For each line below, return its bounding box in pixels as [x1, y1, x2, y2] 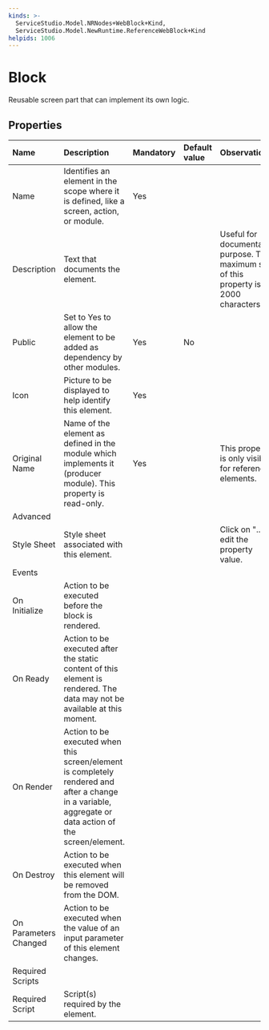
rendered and [63, 776, 114, 787]
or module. [63, 215, 104, 227]
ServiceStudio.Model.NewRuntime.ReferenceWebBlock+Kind [15, 26, 206, 34]
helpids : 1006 [8, 34, 56, 42]
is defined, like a [63, 195, 125, 207]
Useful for [219, 229, 258, 239]
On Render [12, 782, 53, 792]
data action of [63, 816, 116, 827]
